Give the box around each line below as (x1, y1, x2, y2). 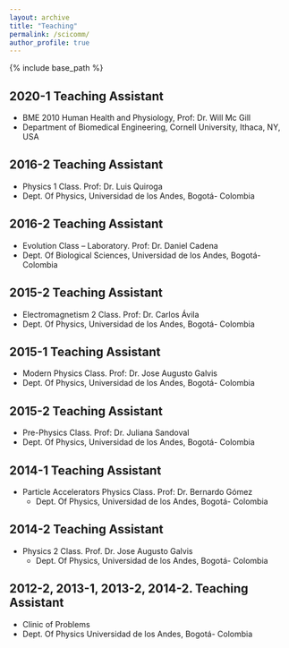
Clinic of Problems (21, 618, 91, 629)
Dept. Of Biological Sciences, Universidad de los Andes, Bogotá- (21, 250, 261, 260)
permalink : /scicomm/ (9, 30, 90, 38)
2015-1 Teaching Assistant (9, 344, 161, 359)
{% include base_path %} (9, 63, 104, 73)
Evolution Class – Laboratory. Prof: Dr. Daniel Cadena (21, 240, 219, 251)
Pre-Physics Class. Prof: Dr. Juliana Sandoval (21, 427, 190, 439)
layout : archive (9, 13, 70, 22)
